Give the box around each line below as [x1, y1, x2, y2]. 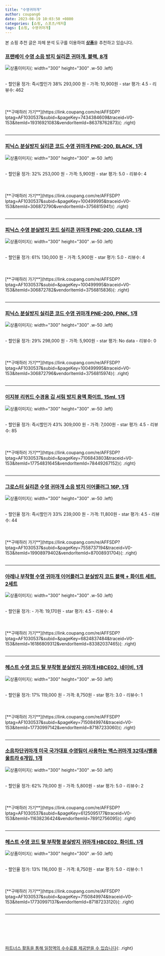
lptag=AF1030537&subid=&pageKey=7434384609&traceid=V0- [5, 114, 135, 121]
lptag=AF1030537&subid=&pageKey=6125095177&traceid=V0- [5, 810, 132, 816]
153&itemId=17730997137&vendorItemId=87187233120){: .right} [5, 899, 134, 905]
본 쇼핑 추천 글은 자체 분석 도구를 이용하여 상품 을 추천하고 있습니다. [5, 40, 134, 46]
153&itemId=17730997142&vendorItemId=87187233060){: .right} [5, 724, 136, 730]
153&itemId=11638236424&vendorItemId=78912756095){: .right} [5, 815, 136, 821]
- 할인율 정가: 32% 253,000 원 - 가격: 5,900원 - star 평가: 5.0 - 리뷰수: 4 [5, 171, 147, 176]
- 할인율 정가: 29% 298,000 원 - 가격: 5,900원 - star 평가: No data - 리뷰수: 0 [5, 338, 157, 344]
